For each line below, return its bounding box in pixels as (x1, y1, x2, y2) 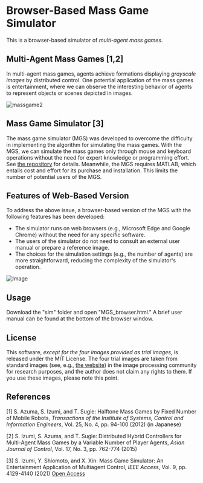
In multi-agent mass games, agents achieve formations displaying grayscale (6, 70, 196, 77)
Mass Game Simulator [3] (6, 118, 104, 129)
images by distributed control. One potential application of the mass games (6, 76, 194, 83)
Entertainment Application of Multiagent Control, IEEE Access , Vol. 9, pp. (6, 463, 187, 470)
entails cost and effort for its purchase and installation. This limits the (6, 167, 178, 174)
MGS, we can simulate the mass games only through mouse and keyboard (6, 147, 192, 155)
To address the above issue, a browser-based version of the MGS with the (6, 207, 192, 214)
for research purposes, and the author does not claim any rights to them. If (6, 368, 192, 375)
